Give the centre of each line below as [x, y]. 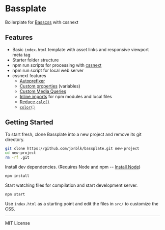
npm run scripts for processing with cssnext [57, 65]
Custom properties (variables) [50, 86]
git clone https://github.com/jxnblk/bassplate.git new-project [72, 148]
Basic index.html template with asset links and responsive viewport [80, 49]
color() [27, 107]
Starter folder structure [35, 60]
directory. [15, 139]
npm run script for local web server [48, 70]
